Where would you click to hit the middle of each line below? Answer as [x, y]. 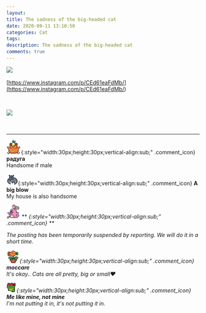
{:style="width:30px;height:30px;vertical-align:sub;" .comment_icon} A [108, 183]
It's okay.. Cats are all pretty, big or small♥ [61, 274]
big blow [17, 189]
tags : [13, 39]
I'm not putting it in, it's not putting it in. [56, 303]
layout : [16, 13]
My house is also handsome [42, 196]
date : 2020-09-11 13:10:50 [41, 26]
